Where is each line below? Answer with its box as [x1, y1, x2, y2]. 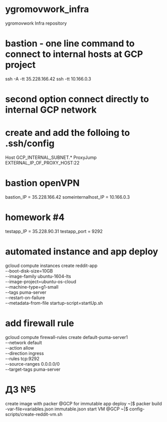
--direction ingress [5, 350, 44, 356]
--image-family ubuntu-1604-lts [5, 273, 71, 279]
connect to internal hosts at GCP [5, 49, 143, 60]
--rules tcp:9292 [5, 356, 40, 362]
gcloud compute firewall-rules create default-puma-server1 [5, 334, 128, 340]
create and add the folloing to [5, 127, 130, 139]
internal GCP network [5, 104, 97, 116]
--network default [5, 340, 42, 346]
